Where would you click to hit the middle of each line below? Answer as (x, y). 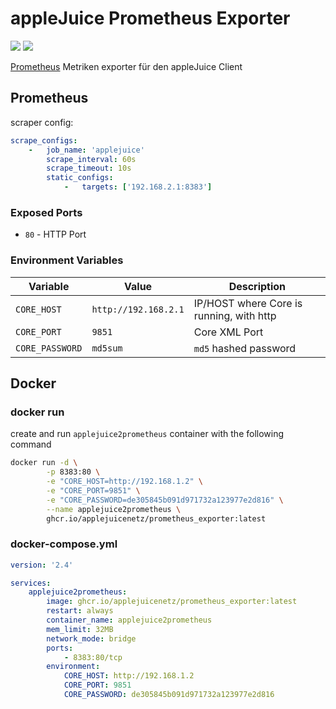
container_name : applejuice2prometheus (129, 620)
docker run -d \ (44, 463)
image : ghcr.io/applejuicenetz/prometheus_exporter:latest (172, 602)
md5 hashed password (245, 348)
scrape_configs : (44, 140)
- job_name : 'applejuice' (86, 150)
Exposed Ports (46, 212)
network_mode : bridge (91, 638)
